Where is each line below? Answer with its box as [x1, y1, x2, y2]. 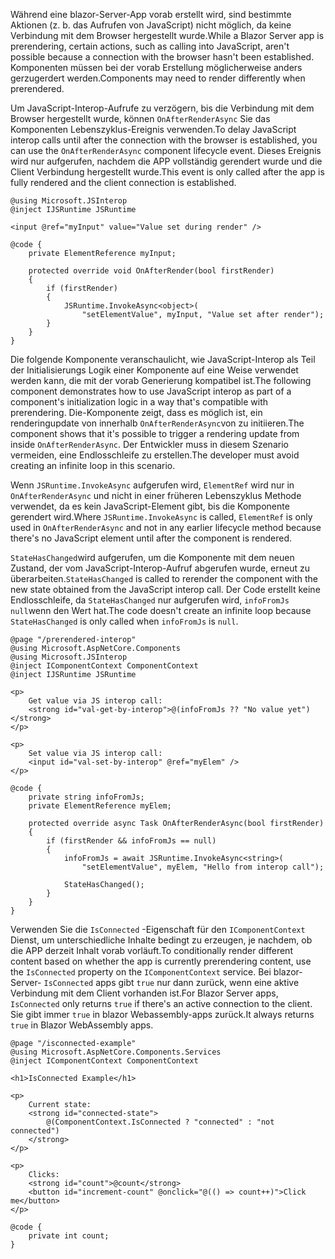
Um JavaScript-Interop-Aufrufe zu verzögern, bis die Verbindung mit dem [10, 102, 315, 114]
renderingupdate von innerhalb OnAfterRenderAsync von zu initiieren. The [10, 417, 305, 429]
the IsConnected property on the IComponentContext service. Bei [10, 966, 272, 978]
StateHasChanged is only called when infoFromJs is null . [10, 615, 239, 627]
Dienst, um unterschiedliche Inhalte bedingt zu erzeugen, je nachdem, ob [10, 934, 313, 946]
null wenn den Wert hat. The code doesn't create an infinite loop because [10, 605, 312, 616]
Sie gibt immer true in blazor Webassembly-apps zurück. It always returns [10, 1009, 315, 1020]
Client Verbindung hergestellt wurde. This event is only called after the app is [10, 166, 325, 178]
